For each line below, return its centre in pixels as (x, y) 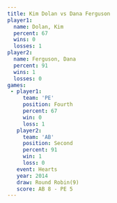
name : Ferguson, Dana (45, 59)
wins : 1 (25, 72)
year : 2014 (32, 176)
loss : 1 (34, 124)
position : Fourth (48, 105)
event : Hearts (37, 169)
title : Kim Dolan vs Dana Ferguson (59, 14)
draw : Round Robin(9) (48, 182)
